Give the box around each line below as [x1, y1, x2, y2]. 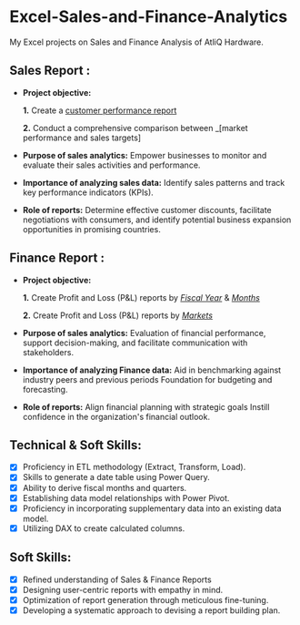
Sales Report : [9, 63, 91, 78]
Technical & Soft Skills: [9, 437, 143, 453]
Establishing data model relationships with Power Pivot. [22, 492, 230, 503]
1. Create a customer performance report [22, 105, 177, 116]
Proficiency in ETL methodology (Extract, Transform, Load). [22, 462, 246, 473]
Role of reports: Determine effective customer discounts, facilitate [22, 204, 273, 215]
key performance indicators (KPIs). [22, 187, 155, 198]
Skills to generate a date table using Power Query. [22, 472, 211, 483]
